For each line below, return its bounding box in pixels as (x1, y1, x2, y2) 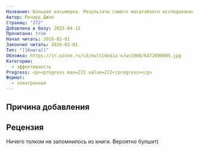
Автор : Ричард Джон (6, 14, 54, 20)
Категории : (6, 58, 33, 64)
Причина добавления (6, 102, 90, 113)
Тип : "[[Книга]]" (6, 47, 49, 53)
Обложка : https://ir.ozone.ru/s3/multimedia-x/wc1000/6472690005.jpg (6, 53, 182, 59)
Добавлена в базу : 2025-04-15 (6, 25, 81, 31)
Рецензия (6, 122, 44, 132)
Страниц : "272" (6, 20, 44, 25)
